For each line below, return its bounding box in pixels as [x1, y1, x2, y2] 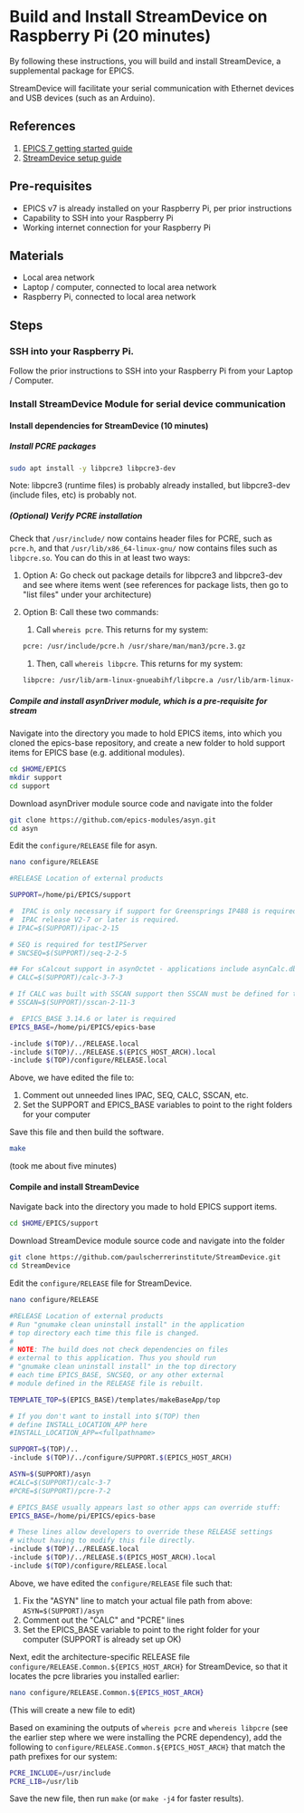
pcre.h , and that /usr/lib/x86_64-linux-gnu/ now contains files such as [9, 543, 278, 554]
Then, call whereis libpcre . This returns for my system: [35, 659, 243, 670]
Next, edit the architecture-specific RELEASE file [9, 1651, 191, 1662]
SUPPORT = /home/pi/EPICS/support [9, 891, 131, 900]
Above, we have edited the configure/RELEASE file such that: [9, 1577, 233, 1588]
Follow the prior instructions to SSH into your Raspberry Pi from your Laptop [9, 365, 294, 377]
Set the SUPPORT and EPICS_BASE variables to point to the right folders [22, 1099, 292, 1111]
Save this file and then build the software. [9, 1126, 165, 1138]
